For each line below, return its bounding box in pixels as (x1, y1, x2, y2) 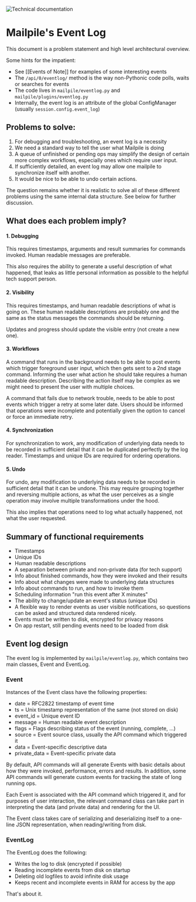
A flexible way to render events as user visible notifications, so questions (14, 603, 191, 610)
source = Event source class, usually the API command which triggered (14, 731, 187, 738)
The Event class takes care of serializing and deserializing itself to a (6, 815, 170, 822)
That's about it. (6, 890, 43, 897)
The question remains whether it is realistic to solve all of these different (6, 186, 180, 193)
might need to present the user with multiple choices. (6, 383, 135, 390)
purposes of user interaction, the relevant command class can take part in (6, 797, 184, 805)
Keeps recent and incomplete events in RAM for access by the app (14, 879, 176, 886)
